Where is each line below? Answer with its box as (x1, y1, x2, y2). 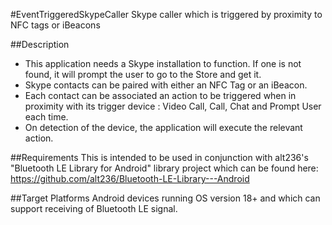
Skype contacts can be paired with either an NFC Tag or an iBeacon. (24, 79, 308, 91)
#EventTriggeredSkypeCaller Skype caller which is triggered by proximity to (10, 9, 323, 20)
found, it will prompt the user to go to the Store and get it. (24, 69, 262, 80)
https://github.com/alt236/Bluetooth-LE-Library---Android (10, 173, 250, 184)
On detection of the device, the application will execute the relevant (24, 122, 303, 133)
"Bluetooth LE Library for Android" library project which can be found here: (10, 162, 319, 174)
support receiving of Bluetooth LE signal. (10, 203, 178, 214)
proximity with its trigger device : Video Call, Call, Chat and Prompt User (24, 100, 322, 112)
